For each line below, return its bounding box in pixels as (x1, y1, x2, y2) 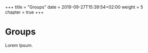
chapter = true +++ (5, 9, 44, 15)
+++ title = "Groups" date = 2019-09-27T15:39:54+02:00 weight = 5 (5, 4, 144, 10)
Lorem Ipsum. (5, 42, 33, 48)
